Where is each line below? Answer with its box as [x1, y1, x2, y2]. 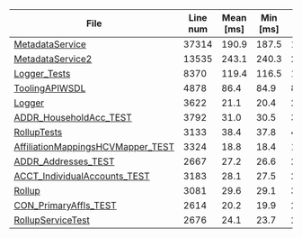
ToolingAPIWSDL [13, 82, 86, 94]
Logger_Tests [13, 68, 71, 79]
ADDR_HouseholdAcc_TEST [13, 112, 132, 124]
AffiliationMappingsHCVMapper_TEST [13, 141, 175, 152]
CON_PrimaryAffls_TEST [13, 199, 117, 211]
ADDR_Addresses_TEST [13, 155, 115, 168]
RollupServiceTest [13, 214, 90, 226]
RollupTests [13, 126, 63, 138]
